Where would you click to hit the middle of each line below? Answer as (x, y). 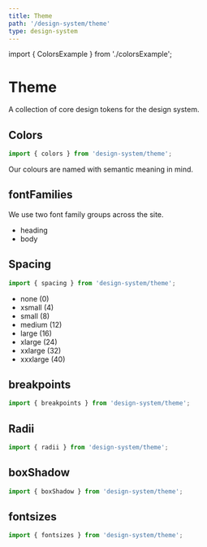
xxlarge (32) (41, 350)
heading (34, 230)
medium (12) (41, 324)
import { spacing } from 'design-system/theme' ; (92, 283)
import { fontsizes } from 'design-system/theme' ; (96, 536)
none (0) (34, 298)
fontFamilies (41, 195)
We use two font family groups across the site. (86, 214)
